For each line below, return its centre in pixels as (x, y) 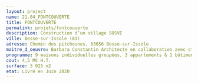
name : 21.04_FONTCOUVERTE (38, 17)
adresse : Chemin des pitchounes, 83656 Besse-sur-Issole (77, 44)
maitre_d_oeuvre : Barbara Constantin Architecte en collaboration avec (96, 50)
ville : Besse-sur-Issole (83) (43, 39)
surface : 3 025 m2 (29, 66)
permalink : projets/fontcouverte (47, 28)
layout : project (26, 11)
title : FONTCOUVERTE (32, 22)
